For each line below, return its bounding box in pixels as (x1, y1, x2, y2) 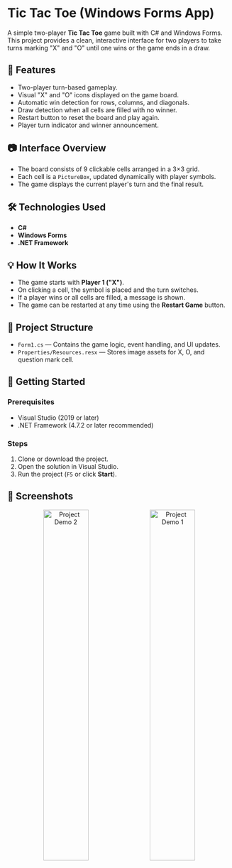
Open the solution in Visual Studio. (17, 462, 119, 470)
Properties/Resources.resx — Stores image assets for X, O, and (17, 348, 205, 356)
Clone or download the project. (17, 455, 109, 463)
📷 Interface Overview (7, 142, 106, 154)
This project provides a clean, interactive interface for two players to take (7, 36, 221, 44)
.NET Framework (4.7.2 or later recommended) (17, 421, 154, 429)
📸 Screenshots (7, 490, 74, 502)
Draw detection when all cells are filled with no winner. (17, 105, 177, 114)
